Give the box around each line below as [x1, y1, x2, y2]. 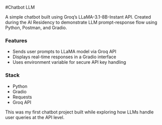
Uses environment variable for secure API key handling [12, 59, 126, 65]
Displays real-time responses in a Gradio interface [12, 54, 116, 60]
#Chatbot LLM [5, 5, 35, 10]
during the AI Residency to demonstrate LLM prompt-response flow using [5, 20, 157, 25]
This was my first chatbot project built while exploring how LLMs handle [5, 109, 154, 115]
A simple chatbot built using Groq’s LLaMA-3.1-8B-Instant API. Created [5, 14, 151, 20]
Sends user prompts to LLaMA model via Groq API [12, 49, 116, 55]
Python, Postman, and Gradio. [5, 25, 67, 31]
